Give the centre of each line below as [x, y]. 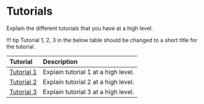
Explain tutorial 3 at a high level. [88, 92]
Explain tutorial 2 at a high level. [88, 82]
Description [60, 61]
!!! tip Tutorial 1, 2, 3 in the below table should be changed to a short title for [102, 40]
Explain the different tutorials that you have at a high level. [80, 28]
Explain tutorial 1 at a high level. [88, 72]
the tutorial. [21, 46]
